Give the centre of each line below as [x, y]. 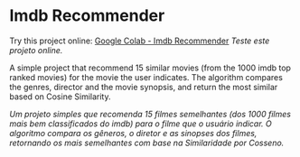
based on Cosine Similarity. [60, 97]
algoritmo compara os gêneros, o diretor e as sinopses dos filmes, [133, 133]
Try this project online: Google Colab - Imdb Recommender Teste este [140, 41]
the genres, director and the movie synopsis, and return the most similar [144, 87]
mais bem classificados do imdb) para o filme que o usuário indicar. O [141, 124]
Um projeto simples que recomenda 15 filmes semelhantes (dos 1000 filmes [150, 114]
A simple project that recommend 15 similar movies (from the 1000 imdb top [150, 68]
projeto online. [36, 50]
